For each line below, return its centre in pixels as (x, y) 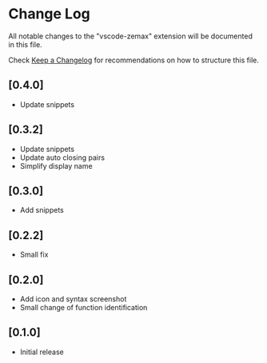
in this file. (25, 44)
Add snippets (42, 210)
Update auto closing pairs (62, 158)
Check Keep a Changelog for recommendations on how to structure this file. (134, 60)
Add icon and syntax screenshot (73, 299)
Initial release (42, 352)
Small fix (34, 255)
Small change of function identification (84, 307)
